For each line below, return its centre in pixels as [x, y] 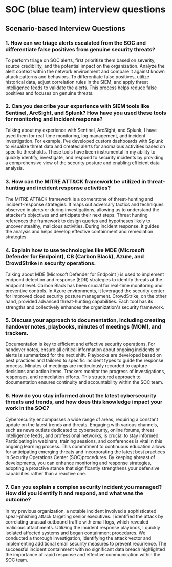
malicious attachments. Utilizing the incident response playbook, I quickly [83, 527]
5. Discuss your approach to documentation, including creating [85, 320]
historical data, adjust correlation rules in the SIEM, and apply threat [77, 82]
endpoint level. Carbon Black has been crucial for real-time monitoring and [84, 285]
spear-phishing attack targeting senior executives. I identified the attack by [84, 516]
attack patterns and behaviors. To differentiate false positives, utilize [77, 77]
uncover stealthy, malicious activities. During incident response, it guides [82, 226]
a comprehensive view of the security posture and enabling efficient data [82, 163]
